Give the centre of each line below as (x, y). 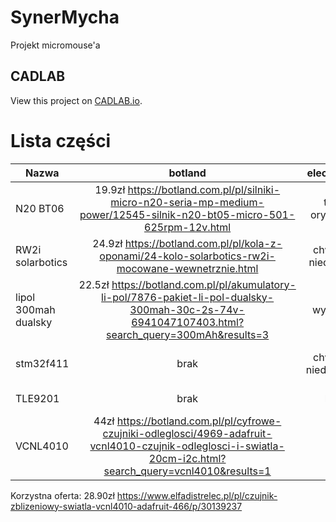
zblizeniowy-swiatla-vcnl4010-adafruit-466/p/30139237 (126, 506)
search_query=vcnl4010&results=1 (187, 471)
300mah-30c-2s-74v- (187, 309)
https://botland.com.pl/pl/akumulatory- (204, 284)
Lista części (61, 140)
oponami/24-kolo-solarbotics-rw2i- (187, 256)
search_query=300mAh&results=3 (188, 334)
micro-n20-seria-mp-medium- (187, 202)
